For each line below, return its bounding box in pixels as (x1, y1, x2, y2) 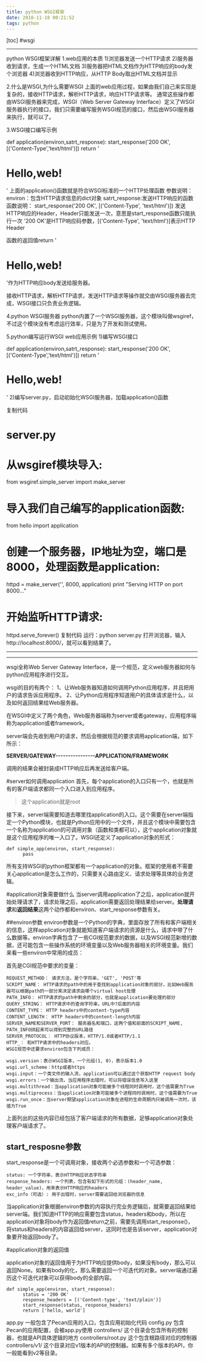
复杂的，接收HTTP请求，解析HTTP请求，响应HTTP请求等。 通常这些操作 (6, 90, 189, 98)
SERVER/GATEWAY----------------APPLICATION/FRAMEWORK (6, 752, 169, 759)
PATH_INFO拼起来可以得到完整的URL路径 (6, 1027, 93, 1033)
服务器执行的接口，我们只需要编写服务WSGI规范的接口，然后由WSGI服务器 (6, 106, 194, 113)
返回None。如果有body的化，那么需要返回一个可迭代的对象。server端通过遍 (6, 1266, 197, 1273)
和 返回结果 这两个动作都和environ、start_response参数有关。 (12, 906, 164, 913)
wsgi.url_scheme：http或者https (6, 1065, 86, 1071)
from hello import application (6, 522, 79, 529)
